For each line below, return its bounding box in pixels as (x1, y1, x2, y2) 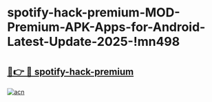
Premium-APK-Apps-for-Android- (7, 19, 206, 35)
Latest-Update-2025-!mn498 (7, 34, 180, 49)
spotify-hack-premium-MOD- (7, 5, 180, 21)
